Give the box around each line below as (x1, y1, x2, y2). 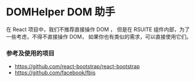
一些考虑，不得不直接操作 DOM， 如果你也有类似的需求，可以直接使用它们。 (6, 33, 192, 40)
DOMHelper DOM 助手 (6, 5, 115, 19)
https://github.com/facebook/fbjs (14, 69, 96, 76)
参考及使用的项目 (6, 49, 55, 57)
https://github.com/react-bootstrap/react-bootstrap (14, 63, 140, 70)
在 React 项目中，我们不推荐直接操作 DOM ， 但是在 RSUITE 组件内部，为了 (6, 26, 190, 33)
